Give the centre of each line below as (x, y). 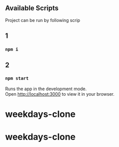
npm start (17, 78)
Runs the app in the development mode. (46, 89)
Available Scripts (32, 8)
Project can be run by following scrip (43, 20)
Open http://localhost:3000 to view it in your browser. (60, 94)
